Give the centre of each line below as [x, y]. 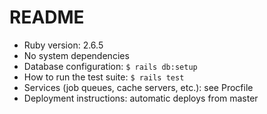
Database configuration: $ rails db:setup [110, 66]
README [47, 17]
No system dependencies [76, 55]
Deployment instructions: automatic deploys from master [141, 98]
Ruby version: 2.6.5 [63, 45]
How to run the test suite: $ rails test [104, 77]
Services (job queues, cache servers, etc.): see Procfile [138, 87]
